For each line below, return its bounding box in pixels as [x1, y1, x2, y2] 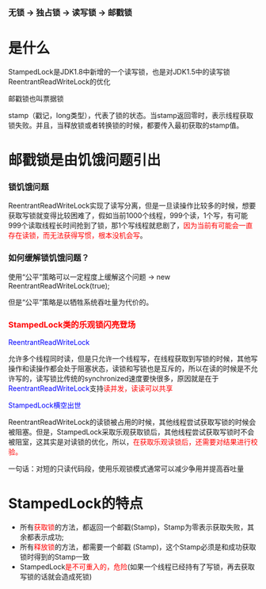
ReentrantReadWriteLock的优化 [8, 77, 111, 86]
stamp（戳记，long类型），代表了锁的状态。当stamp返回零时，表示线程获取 [8, 110, 254, 120]
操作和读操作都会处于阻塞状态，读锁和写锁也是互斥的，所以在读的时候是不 [8, 363, 251, 373]
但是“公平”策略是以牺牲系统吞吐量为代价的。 [8, 297, 154, 307]
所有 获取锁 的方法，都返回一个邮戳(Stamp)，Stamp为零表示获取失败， [19, 522, 248, 532]
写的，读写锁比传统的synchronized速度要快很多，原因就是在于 [14, 373, 219, 383]
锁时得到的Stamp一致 [19, 552, 90, 561]
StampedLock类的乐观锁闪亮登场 [8, 319, 136, 330]
